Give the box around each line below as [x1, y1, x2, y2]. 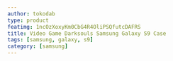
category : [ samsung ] [7, 43, 69, 50]
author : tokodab [7, 10, 55, 18]
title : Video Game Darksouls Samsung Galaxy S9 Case [7, 29, 167, 37]
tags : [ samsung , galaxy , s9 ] [7, 36, 94, 43]
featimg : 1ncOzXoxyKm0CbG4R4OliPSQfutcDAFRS [7, 23, 141, 30]
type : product [7, 17, 50, 24]
